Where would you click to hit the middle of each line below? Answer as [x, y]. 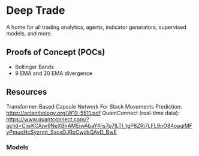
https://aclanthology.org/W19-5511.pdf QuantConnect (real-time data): [93, 113]
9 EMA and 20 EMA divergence [54, 73]
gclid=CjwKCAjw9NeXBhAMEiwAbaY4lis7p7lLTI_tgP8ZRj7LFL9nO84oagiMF [99, 125]
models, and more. [29, 33]
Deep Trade [36, 10]
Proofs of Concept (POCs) [56, 52]
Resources [27, 92]
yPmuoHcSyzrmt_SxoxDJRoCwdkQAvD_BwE [61, 132]
